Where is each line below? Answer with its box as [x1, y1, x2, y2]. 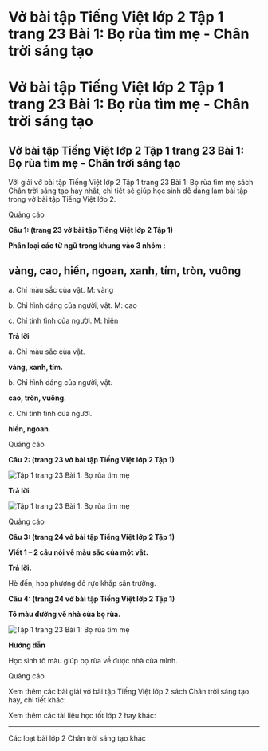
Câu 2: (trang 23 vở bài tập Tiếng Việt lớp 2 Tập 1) [8, 455, 175, 464]
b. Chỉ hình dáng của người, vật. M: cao [8, 301, 137, 310]
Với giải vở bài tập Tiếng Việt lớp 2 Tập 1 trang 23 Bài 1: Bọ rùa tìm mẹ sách [8, 178, 254, 187]
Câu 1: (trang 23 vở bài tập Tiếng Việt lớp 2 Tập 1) [8, 226, 174, 235]
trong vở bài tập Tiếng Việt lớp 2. [8, 195, 116, 204]
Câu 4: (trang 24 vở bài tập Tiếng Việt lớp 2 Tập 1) [8, 594, 175, 604]
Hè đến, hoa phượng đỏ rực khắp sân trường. [8, 579, 157, 588]
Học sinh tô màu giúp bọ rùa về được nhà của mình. [8, 656, 178, 665]
